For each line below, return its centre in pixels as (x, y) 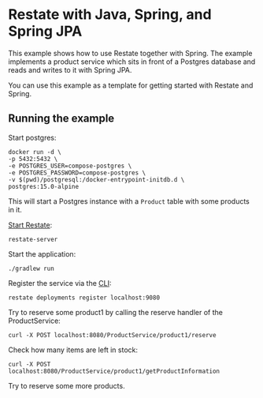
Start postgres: (32, 137)
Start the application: (42, 253)
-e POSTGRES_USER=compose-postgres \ (70, 166)
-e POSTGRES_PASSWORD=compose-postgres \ (77, 173)
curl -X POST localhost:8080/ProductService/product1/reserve (112, 335)
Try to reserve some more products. (67, 385)
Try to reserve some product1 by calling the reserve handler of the (115, 312)
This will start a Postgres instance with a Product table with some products (129, 201)
